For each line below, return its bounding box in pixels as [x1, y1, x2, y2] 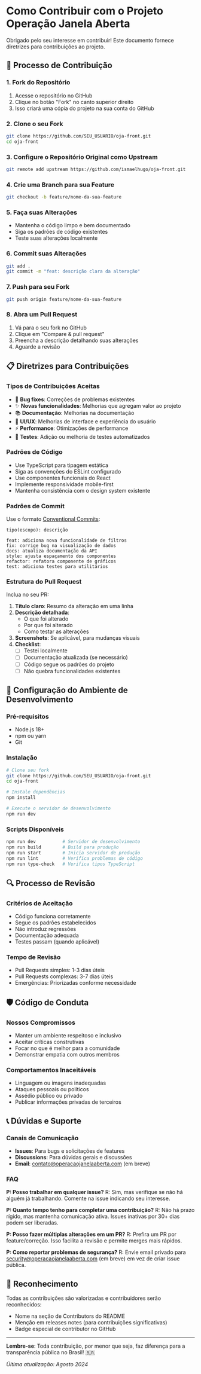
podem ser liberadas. [6, 1219, 59, 1226]
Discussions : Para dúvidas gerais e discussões [14, 1154, 132, 1161]
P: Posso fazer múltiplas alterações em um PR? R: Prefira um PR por [6, 1231, 177, 1238]
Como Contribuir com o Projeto [6, 4, 163, 18]
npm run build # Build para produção [6, 844, 119, 850]
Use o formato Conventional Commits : [6, 515, 100, 523]
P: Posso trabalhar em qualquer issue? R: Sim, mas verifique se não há [6, 1189, 184, 1196]
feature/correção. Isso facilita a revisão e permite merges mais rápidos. [6, 1237, 182, 1244]
